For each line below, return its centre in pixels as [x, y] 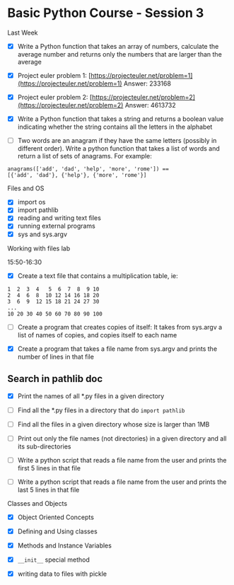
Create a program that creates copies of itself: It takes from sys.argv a [120, 327]
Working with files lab [39, 248]
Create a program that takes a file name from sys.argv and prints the [117, 349]
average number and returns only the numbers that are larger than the [120, 54]
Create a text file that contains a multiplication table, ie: [98, 276]
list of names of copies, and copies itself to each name [97, 335]
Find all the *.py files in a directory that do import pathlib [101, 410]
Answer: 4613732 [151, 105]
